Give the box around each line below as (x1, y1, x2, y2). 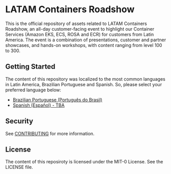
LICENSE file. (5, 164, 33, 170)
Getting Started (5, 62, 56, 71)
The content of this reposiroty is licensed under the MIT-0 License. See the (5, 159, 163, 165)
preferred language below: (5, 87, 61, 93)
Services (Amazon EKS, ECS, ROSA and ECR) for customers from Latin (5, 31, 154, 37)
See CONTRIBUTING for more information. (5, 130, 95, 136)
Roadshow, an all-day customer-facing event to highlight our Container (5, 26, 155, 32)
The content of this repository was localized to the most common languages (5, 76, 166, 82)
